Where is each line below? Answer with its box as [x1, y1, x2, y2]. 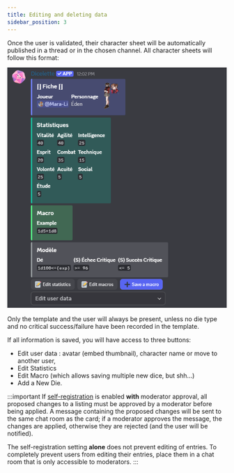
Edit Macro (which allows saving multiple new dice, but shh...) [17, 371, 195, 380]
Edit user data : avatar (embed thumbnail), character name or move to [17, 349, 218, 358]
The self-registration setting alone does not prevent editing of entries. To [7, 443, 217, 451]
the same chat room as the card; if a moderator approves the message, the [7, 414, 223, 423]
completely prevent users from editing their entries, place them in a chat [7, 450, 214, 459]
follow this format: [7, 53, 59, 62]
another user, [17, 357, 56, 365]
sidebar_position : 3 [7, 18, 68, 26]
